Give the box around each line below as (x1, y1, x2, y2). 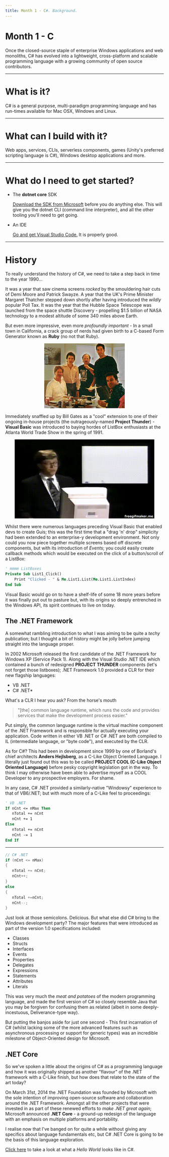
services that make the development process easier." (17, 712, 128, 718)
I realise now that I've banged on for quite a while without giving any (5, 1126, 147, 1132)
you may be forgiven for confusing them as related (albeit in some (5, 1004, 142, 1010)
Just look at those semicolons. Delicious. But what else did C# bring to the (5, 915, 159, 921)
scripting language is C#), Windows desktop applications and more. (5, 152, 146, 159)
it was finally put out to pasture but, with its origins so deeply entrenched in (5, 596, 161, 603)
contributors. (5, 63, 32, 69)
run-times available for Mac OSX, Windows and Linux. (5, 108, 117, 114)
